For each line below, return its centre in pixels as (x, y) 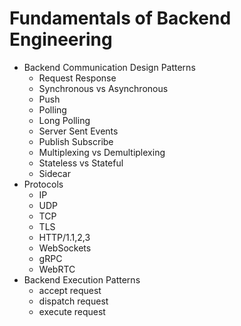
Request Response (77, 78)
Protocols (43, 184)
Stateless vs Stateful (81, 163)
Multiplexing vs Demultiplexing (102, 152)
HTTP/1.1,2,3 (64, 237)
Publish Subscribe (76, 141)
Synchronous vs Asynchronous (103, 88)
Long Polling (64, 120)
